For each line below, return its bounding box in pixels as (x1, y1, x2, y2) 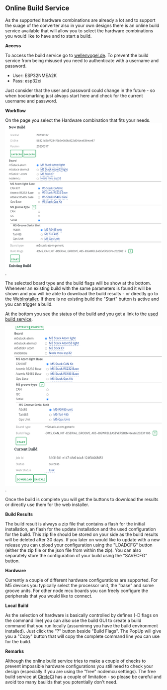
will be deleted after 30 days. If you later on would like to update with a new (5, 536, 160, 542)
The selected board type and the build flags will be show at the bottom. (5, 280, 152, 286)
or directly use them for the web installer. (5, 502, 89, 508)
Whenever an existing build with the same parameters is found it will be (5, 285, 152, 291)
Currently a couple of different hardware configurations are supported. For (5, 577, 158, 583)
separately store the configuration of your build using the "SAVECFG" (5, 552, 148, 558)
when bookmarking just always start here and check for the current (5, 92, 143, 98)
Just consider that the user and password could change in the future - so (5, 87, 155, 93)
